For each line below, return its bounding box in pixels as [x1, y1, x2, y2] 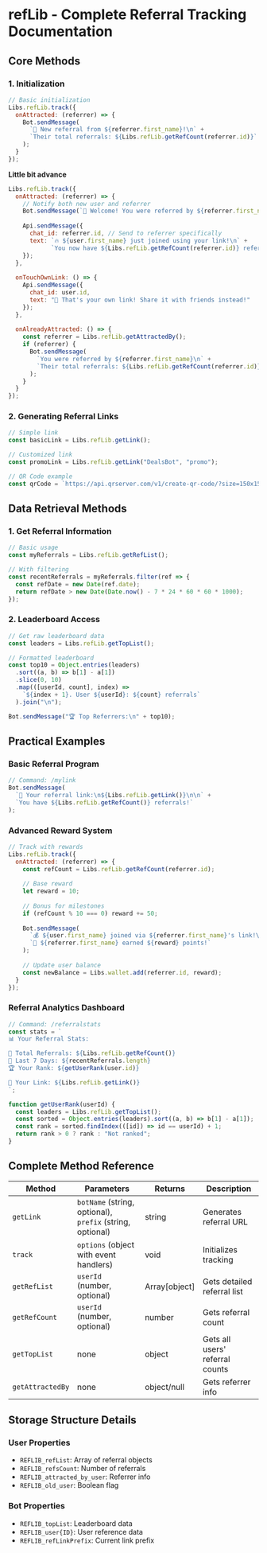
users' [202, 1343, 226, 1354]
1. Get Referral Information [8, 525, 112, 536]
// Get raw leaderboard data [8, 632, 105, 640]
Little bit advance [8, 169, 68, 179]
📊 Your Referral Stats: [8, 1035, 90, 1043]
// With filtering [8, 566, 69, 574]
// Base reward [22, 880, 73, 888]
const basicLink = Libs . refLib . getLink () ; [8, 436, 151, 445]
